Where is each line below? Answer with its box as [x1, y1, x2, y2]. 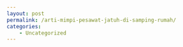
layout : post [6, 10, 45, 17]
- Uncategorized [19, 29, 67, 37]
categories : [6, 23, 41, 30]
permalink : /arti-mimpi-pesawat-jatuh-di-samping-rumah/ [6, 17, 177, 23]
